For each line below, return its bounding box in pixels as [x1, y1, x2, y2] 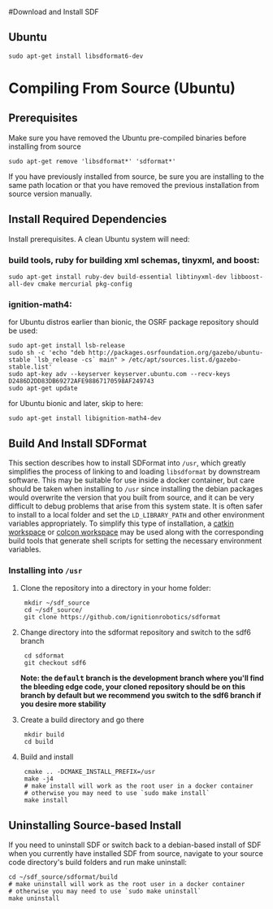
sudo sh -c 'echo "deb [8, 349, 85, 357]
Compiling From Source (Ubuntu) [8, 79, 236, 97]
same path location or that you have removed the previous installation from [8, 180, 260, 190]
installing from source [8, 142, 81, 151]
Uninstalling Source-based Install [8, 818, 181, 833]
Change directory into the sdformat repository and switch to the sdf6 [19, 627, 252, 637]
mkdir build [24, 731, 65, 739]
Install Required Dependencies [8, 212, 167, 226]
